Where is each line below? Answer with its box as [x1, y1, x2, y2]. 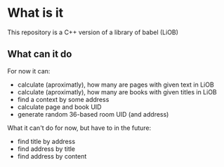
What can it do [7, 48, 72, 60]
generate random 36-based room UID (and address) [17, 110, 169, 118]
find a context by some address [17, 95, 110, 103]
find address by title [17, 145, 76, 153]
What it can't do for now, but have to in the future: [7, 124, 152, 132]
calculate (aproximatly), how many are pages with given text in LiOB [17, 80, 214, 89]
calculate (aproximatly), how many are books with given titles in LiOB [17, 87, 218, 96]
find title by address [17, 137, 76, 145]
